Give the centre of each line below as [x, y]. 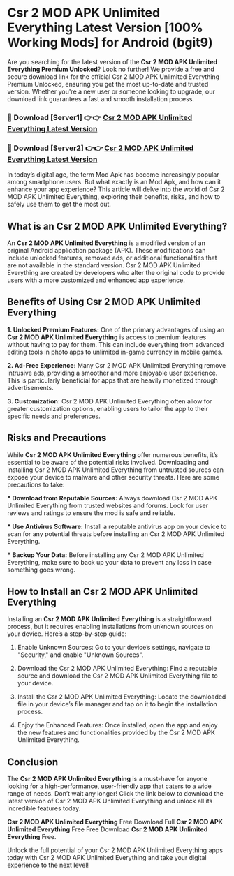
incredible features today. [44, 808]
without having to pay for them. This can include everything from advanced [116, 344]
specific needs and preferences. [54, 416]
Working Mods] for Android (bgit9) [110, 43]
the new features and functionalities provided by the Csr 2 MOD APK [116, 733]
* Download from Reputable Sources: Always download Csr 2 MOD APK [112, 498]
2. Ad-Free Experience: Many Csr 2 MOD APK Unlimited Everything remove [117, 365]
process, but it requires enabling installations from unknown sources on [110, 627]
